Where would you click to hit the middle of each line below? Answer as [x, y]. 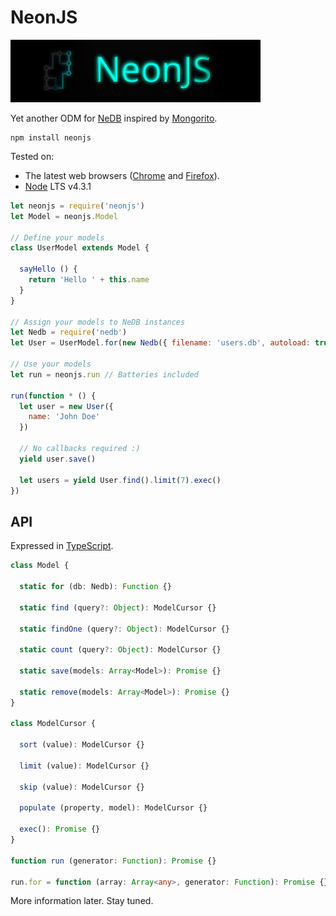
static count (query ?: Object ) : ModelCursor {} [120, 650]
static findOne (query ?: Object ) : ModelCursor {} [124, 629]
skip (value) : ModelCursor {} [82, 787]
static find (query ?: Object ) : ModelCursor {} [118, 607]
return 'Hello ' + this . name [89, 280]
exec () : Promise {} [60, 829]
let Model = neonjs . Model [64, 216]
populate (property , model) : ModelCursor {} [113, 808]
